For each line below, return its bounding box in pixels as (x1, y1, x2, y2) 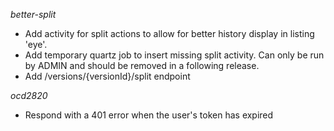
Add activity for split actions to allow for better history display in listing (24, 28, 315, 39)
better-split (10, 9, 57, 20)
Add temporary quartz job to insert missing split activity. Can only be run (24, 49, 325, 61)
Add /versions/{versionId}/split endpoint (24, 70, 191, 82)
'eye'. (24, 39, 48, 50)
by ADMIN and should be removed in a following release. (24, 60, 260, 71)
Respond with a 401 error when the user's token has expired (24, 109, 274, 121)
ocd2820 (10, 90, 48, 101)
